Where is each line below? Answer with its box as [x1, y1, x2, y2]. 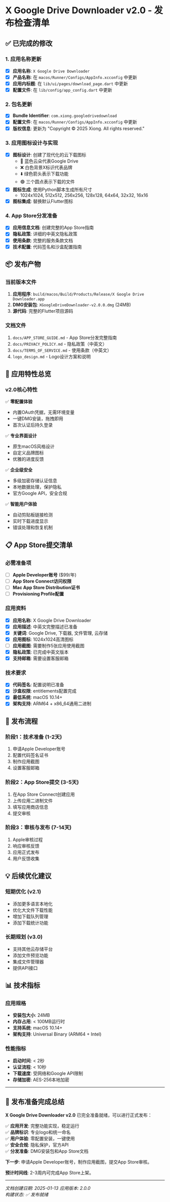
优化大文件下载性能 [12, 907, 53, 913]
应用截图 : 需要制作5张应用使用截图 [12, 642, 85, 648]
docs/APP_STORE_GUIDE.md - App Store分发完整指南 [12, 335, 117, 341]
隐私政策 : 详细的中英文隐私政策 [12, 231, 77, 237]
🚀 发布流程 [5, 717, 38, 725]
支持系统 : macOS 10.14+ [12, 1025, 63, 1031]
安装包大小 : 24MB [12, 1012, 50, 1018]
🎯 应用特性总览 [5, 370, 52, 379]
